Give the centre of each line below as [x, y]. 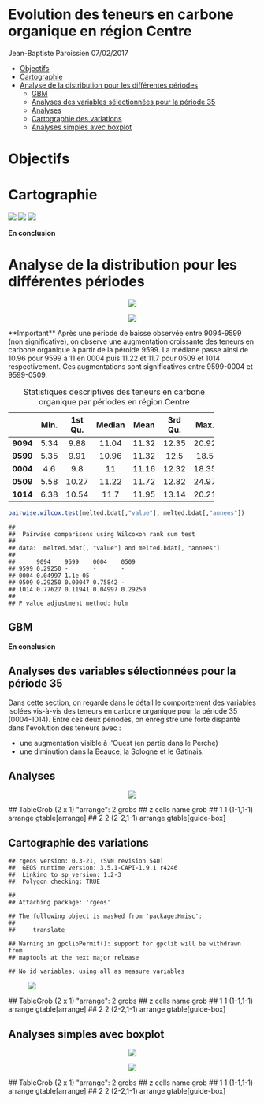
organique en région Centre [100, 31]
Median [110, 425]
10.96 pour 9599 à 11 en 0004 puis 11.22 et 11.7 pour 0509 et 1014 [114, 358]
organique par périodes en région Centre [114, 402]
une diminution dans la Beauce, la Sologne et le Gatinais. [112, 751]
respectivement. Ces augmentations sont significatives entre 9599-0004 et [131, 367]
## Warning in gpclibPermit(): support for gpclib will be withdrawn [125, 944]
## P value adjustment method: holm [68, 603]
